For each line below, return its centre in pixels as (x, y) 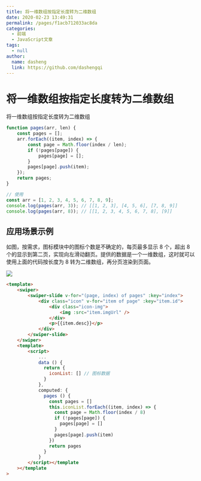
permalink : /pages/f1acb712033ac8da (52, 23)
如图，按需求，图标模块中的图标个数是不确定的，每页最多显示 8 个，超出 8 (98, 247)
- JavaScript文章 (32, 40)
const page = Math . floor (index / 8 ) (100, 413)
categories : (21, 28)
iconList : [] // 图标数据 (79, 374)
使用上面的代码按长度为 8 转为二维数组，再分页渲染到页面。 (80, 262)
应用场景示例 (30, 231)
